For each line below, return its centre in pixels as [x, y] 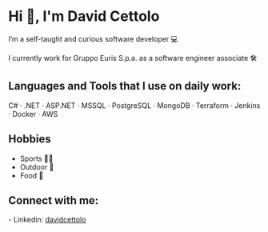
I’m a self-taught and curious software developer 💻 [93, 38]
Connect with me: [54, 200]
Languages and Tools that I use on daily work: [125, 86]
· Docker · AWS [33, 114]
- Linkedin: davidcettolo [47, 220]
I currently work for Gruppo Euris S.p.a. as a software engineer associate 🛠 [133, 58]
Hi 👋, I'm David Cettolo [84, 16]
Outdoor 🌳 [37, 166]
